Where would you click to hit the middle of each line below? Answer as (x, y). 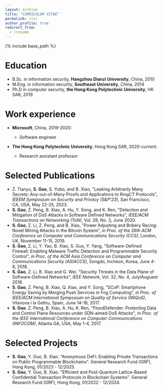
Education (26, 66)
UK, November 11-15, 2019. (39, 241)
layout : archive (21, 9)
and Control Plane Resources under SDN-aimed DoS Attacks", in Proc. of (85, 313)
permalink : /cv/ (21, 18)
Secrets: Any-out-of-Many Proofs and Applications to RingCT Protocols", (85, 194)
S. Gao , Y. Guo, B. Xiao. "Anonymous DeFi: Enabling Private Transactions (85, 356)
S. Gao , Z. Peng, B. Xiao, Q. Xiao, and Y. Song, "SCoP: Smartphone (79, 287)
